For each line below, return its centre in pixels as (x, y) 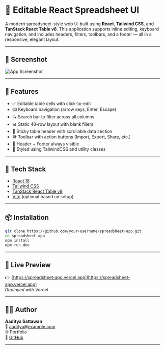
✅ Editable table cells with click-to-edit (52, 104)
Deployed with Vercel (27, 289)
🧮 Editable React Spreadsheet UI (72, 10)
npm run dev (17, 245)
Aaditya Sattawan (24, 321)
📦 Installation (27, 217)
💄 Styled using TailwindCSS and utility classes (59, 149)
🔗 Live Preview (28, 265)
